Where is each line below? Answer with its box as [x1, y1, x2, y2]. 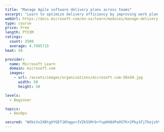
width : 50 [18, 80, 38, 85]
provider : [5, 57, 25, 62]
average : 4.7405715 [9, 44, 49, 48]
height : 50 [18, 84, 41, 89]
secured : [5, 120, 23, 125]
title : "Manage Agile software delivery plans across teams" [5, 7, 132, 12]
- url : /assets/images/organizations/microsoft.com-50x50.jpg [14, 75, 143, 80]
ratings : [5, 35, 23, 40]
